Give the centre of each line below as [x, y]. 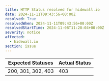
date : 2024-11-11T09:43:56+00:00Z [41, 14]
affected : [15, 37]
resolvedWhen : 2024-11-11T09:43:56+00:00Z [49, 23]
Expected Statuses [31, 63]
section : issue [21, 46]
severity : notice [23, 32]
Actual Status [75, 63]
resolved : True [21, 19]
